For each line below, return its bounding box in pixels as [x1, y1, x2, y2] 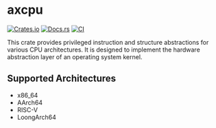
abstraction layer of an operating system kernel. [7, 52, 143, 61]
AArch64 [16, 98, 43, 107]
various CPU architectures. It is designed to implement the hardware [7, 45, 200, 54]
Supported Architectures [7, 73, 117, 85]
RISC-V [16, 105, 38, 114]
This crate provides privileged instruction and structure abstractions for [7, 38, 209, 46]
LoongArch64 [16, 113, 57, 121]
